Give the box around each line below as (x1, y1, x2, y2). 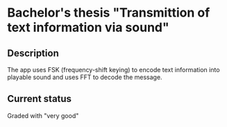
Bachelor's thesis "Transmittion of (7, 5, 210, 21)
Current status (7, 93, 72, 105)
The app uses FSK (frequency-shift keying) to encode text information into (7, 66, 220, 74)
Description (7, 47, 59, 59)
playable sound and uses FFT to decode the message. (7, 73, 162, 81)
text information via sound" (7, 19, 169, 35)
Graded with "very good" (7, 111, 79, 119)
